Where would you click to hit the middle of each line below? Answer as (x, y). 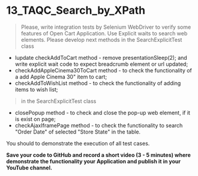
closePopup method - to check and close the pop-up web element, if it (103, 113)
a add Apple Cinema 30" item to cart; (61, 77)
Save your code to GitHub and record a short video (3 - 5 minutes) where (98, 155)
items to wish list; (36, 89)
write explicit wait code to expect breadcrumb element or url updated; (101, 64)
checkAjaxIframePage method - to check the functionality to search (99, 125)
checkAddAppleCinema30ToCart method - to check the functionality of (103, 70)
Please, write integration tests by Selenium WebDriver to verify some (106, 27)
